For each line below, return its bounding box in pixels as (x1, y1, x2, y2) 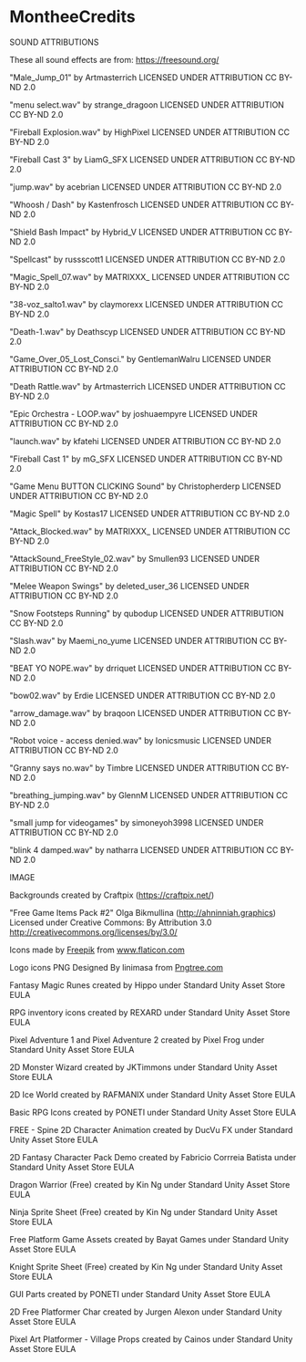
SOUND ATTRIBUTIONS (9, 36, 99, 47)
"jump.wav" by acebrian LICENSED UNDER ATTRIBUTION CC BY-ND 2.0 (9, 181, 282, 192)
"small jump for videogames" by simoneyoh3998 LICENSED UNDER (9, 816, 264, 827)
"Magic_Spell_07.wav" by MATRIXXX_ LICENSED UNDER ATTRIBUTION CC (9, 271, 290, 282)
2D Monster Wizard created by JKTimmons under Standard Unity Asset (9, 1061, 278, 1073)
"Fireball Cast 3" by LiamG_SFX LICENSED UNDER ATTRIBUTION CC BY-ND (9, 153, 296, 165)
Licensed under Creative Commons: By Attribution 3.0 (9, 917, 212, 928)
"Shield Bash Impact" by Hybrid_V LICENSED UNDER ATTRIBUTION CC (9, 226, 277, 237)
